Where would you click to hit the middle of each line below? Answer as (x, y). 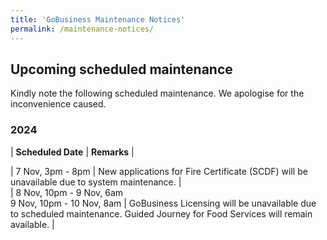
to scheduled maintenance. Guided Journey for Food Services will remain (161, 213)
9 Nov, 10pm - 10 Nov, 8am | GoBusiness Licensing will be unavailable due (163, 203)
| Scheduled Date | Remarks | (72, 152)
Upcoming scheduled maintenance (121, 69)
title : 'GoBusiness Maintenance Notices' (98, 19)
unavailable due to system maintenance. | (96, 182)
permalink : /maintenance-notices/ (82, 29)
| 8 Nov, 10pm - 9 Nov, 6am (67, 192)
